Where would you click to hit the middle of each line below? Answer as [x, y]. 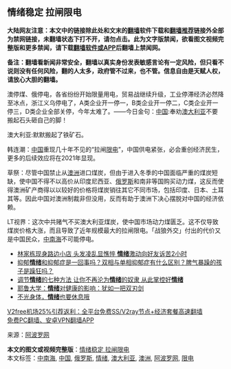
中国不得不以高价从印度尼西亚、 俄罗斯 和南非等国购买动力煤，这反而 [121, 181]
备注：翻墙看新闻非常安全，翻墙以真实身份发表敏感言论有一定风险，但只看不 [115, 62]
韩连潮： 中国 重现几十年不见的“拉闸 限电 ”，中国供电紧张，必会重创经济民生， [115, 149]
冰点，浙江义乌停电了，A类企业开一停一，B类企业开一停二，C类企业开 [113, 103]
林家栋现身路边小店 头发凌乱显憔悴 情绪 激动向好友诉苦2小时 [102, 253]
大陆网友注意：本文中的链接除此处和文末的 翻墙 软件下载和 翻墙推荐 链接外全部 [115, 30]
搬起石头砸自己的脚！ [37, 120]
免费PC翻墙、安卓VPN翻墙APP [51, 320]
